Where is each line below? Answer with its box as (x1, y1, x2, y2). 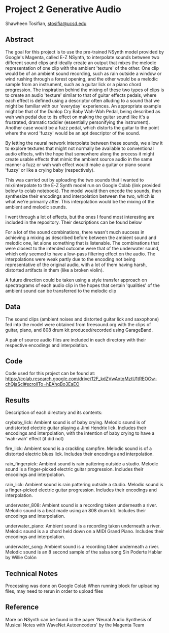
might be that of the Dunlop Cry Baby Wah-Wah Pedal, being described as (5, 108, 161, 114)
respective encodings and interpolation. (5, 342, 89, 348)
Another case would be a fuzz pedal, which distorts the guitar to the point (5, 124, 159, 130)
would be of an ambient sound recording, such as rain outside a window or (5, 70, 162, 76)
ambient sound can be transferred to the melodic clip (5, 287, 117, 294)
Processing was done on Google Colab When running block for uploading (5, 583, 159, 589)
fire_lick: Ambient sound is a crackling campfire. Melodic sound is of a (5, 445, 152, 452)
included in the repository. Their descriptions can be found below (5, 219, 142, 225)
